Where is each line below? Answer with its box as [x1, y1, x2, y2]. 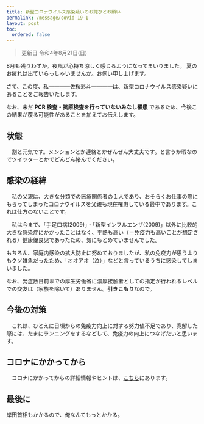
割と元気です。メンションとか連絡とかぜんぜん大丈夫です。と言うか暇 [11, 148, 187, 155]
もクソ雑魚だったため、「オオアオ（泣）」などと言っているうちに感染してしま [6, 257, 198, 264]
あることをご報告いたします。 [6, 90, 81, 98]
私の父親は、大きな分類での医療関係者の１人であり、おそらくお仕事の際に [11, 192, 199, 200]
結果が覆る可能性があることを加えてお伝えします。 [11, 111, 139, 119]
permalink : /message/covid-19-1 [6, 15, 88, 21]
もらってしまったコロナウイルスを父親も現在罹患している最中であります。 [6, 200, 192, 208]
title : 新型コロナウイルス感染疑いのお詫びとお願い [6, 9, 121, 15]
